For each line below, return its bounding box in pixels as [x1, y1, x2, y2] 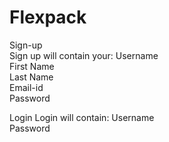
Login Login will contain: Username [9, 111, 155, 123]
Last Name [9, 71, 54, 83]
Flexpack [9, 6, 87, 29]
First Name [9, 60, 55, 72]
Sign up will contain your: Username [9, 49, 159, 61]
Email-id [9, 81, 44, 93]
